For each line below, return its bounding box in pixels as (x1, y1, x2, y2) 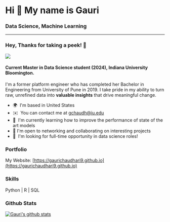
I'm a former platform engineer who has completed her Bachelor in (5, 81, 144, 87)
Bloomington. (5, 70, 34, 76)
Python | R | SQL (5, 187, 40, 193)
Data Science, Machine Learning (5, 23, 87, 30)
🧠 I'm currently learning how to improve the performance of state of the (12, 117, 163, 123)
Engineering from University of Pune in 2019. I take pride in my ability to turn (5, 86, 164, 93)
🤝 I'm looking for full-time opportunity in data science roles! (12, 133, 138, 139)
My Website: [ (5, 157, 34, 164)
